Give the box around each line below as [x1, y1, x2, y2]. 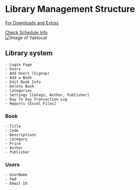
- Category [5, 137, 28, 142]
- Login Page [5, 62, 32, 67]
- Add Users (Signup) [5, 71, 50, 76]
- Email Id [5, 181, 28, 186]
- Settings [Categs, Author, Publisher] [5, 93, 90, 97]
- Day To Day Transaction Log [5, 96, 68, 102]
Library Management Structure [5, 3, 135, 15]
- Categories [5, 88, 32, 93]
